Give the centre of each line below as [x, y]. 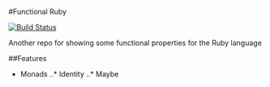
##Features [28, 58]
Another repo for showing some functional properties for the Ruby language [135, 43]
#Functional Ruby [38, 12]
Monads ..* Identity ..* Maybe [69, 74]
